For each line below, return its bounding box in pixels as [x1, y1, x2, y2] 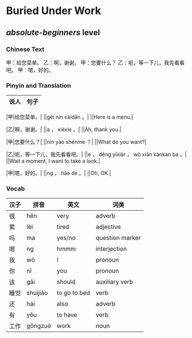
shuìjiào [26, 289, 48, 297]
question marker [95, 234, 141, 242]
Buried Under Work [6, 4, 101, 18]
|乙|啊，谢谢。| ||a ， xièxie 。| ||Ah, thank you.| [6, 126, 122, 133]
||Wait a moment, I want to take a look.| [6, 157, 101, 165]
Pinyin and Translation [6, 81, 71, 89]
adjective [95, 223, 121, 231]
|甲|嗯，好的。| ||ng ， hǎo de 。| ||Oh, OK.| [6, 170, 111, 177]
